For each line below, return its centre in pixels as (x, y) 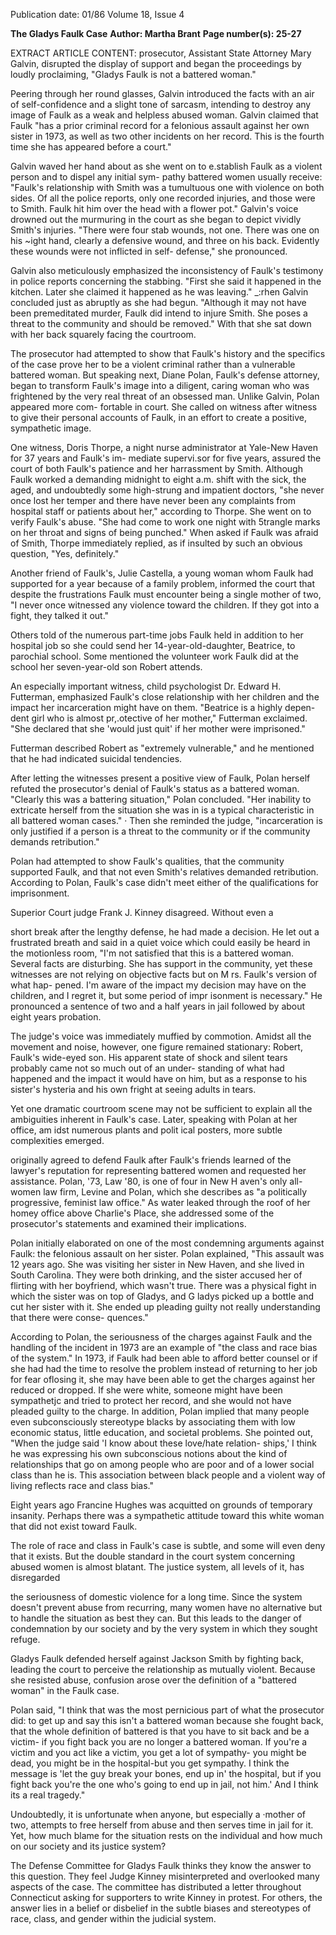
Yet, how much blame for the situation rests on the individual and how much (166, 1835)
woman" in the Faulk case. (65, 1690)
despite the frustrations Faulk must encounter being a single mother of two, (166, 594)
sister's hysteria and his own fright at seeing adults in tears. (133, 1089)
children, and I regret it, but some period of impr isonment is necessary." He (166, 995)
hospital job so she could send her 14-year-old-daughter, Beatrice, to (153, 645)
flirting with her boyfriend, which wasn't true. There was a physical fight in (163, 1285)
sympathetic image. (51, 428)
